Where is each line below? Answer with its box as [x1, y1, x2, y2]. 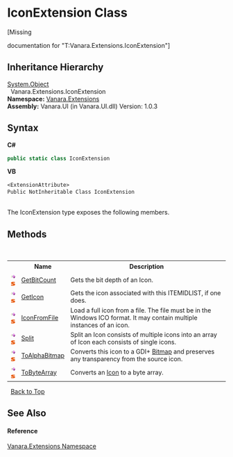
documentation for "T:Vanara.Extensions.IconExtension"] [7, 41, 171, 49]
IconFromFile [21, 313, 59, 322]
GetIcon [21, 292, 44, 301]
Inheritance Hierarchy [7, 61, 104, 74]
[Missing [7, 28, 33, 36]
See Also [7, 408, 46, 419]
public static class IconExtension [7, 155, 110, 162]
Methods [7, 228, 47, 240]
